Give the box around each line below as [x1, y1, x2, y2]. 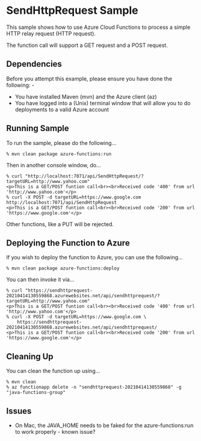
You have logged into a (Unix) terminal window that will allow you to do [14, 99, 191, 106]
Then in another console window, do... [6, 161, 101, 168]
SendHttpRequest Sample [6, 4, 138, 17]
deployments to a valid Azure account [14, 106, 110, 113]
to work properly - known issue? [14, 428, 96, 435]
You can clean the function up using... [6, 368, 100, 375]
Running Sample [6, 123, 69, 134]
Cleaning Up [6, 351, 54, 362]
